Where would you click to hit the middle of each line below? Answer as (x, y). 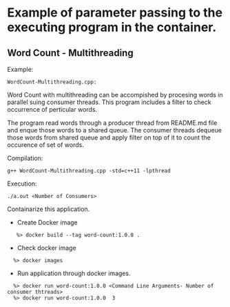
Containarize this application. (49, 209)
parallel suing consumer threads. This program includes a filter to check (109, 102)
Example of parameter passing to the (115, 13)
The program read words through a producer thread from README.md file (112, 123)
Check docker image (47, 248)
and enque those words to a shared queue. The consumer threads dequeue (115, 130)
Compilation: (25, 158)
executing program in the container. (112, 27)
